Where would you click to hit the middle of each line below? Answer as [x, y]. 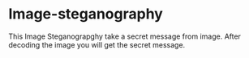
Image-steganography [86, 14]
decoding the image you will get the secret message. [97, 44]
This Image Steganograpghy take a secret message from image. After [125, 36]
